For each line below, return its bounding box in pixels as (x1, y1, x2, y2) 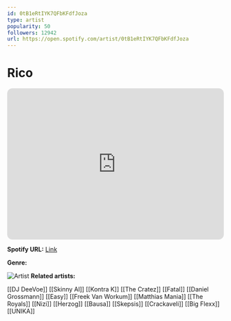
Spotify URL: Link (7, 245, 58, 254)
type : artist (7, 16, 45, 23)
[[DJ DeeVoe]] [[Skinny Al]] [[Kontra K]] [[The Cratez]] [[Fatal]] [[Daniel (7, 285, 209, 294)
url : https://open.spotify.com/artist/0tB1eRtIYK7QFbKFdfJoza (7, 36, 189, 43)
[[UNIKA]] (7, 307, 36, 316)
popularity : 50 (7, 23, 51, 30)
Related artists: (30, 272, 76, 280)
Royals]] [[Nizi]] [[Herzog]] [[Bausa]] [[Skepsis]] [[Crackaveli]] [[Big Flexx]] (7, 300, 220, 308)
